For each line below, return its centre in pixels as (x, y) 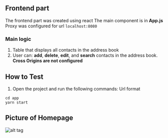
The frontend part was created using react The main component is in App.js (84, 20)
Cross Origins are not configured (48, 61)
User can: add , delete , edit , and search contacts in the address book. (85, 56)
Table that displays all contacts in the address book (66, 50)
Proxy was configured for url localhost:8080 (51, 26)
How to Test (24, 77)
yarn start (17, 102)
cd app (12, 98)
